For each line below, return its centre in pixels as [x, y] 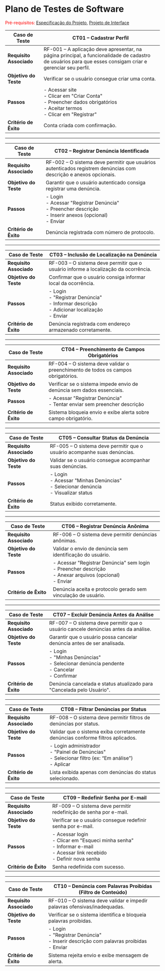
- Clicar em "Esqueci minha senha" [93, 840]
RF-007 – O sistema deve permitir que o [96, 623]
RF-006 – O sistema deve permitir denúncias [105, 534]
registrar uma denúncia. [73, 189]
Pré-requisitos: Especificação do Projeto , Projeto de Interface [67, 23]
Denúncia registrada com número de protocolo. [100, 232]
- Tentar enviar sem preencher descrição [96, 404]
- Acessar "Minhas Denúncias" [86, 480]
